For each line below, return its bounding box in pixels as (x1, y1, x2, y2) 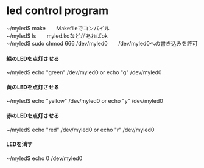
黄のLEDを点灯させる (6, 83, 60, 91)
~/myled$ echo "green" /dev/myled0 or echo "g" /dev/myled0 (6, 69, 162, 76)
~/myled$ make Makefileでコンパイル (6, 24, 110, 32)
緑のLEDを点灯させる (6, 55, 60, 62)
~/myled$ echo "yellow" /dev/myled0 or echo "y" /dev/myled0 (6, 97, 163, 105)
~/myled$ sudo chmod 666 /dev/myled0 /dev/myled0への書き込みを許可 (6, 40, 198, 47)
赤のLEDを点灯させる (6, 112, 60, 119)
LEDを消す (6, 141, 33, 148)
